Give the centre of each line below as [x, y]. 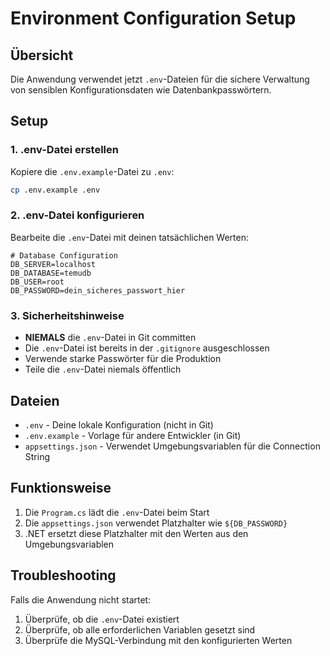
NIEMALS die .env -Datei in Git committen [110, 338]
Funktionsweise [61, 488]
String [37, 456]
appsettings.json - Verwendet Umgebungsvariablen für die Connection [172, 446]
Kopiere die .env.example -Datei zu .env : [92, 171]
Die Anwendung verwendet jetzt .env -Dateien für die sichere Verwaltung [160, 79]
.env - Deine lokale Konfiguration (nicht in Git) [119, 424]
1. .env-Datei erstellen [64, 150]
